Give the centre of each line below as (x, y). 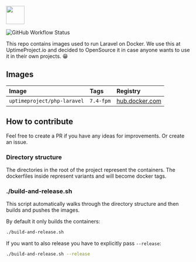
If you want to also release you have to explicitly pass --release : (84, 243)
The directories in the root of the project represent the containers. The (91, 170)
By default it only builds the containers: (53, 222)
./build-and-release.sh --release (48, 254)
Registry (128, 91)
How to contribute (40, 122)
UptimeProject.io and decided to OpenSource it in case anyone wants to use (98, 50)
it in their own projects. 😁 (37, 56)
